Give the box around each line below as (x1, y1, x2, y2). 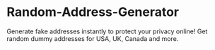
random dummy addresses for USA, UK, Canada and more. (6, 34, 179, 42)
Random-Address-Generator (6, 4, 180, 20)
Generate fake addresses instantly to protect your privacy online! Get (6, 27, 208, 35)
